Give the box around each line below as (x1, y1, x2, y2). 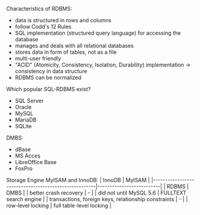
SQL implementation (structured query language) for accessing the (14, 29, 181, 37)
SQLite (14, 123, 32, 129)
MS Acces (14, 152, 41, 159)
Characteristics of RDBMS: (6, 5, 73, 12)
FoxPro (14, 165, 33, 172)
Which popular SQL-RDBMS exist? (6, 86, 91, 92)
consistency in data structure (14, 68, 88, 74)
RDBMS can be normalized (14, 74, 82, 81)
